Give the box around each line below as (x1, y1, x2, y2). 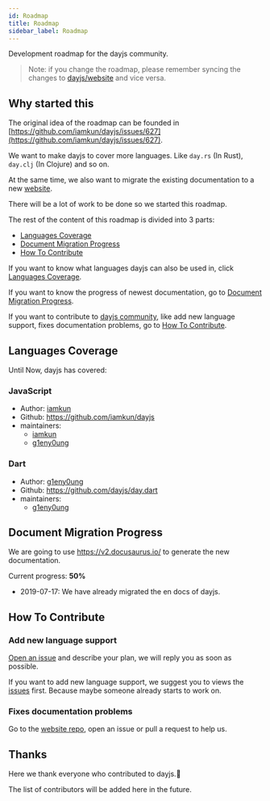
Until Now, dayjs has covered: (8, 365, 107, 375)
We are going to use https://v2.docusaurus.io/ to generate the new (8, 547, 230, 557)
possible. (8, 661, 39, 671)
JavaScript (8, 385, 52, 396)
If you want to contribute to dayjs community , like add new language (8, 312, 235, 321)
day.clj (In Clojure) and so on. (8, 159, 110, 170)
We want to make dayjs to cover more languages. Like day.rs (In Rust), (8, 151, 243, 161)
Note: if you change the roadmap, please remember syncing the (27, 65, 241, 74)
